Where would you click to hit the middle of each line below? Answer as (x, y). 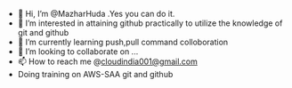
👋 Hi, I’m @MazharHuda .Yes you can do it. (96, 14)
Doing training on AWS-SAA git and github (95, 74)
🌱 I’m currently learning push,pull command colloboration (123, 42)
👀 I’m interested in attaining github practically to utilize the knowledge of (150, 23)
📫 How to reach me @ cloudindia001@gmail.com (108, 61)
